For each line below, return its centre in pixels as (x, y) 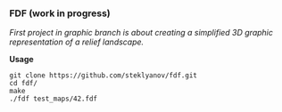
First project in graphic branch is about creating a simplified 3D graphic (141, 33)
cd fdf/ (24, 84)
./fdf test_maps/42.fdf (54, 99)
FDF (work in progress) (60, 13)
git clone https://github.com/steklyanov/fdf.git (104, 76)
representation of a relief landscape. (77, 42)
